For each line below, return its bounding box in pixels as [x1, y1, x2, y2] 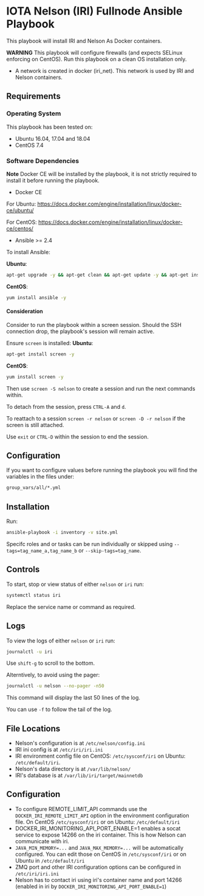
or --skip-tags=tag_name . [78, 547, 141, 554]
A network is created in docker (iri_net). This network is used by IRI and [15, 67, 194, 74]
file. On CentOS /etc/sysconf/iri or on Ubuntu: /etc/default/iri [15, 818, 180, 826]
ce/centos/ [6, 224, 33, 232]
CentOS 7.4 [15, 141, 44, 149]
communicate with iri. [15, 837, 70, 844]
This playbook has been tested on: [6, 123, 93, 130]
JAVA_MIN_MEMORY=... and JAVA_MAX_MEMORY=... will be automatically [15, 844, 184, 851]
